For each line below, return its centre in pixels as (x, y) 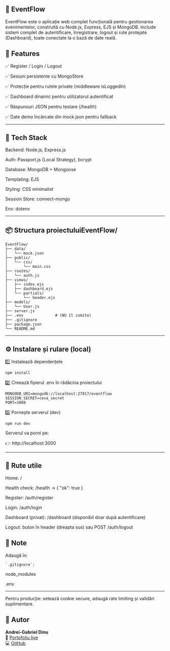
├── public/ (18, 258)
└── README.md (20, 329)
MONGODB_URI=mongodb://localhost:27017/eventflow (59, 394)
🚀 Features (23, 54)
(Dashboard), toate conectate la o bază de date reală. (61, 38)
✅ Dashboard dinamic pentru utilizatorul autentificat (59, 96)
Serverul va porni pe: (27, 433)
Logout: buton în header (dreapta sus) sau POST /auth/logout (69, 527)
